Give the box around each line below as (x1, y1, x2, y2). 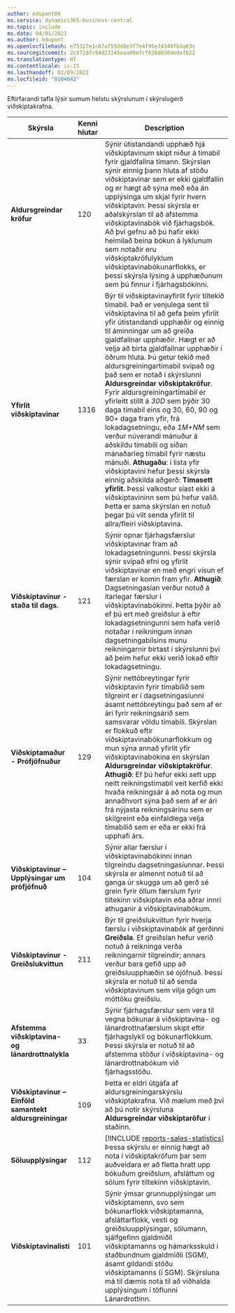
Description (144, 123, 185, 133)
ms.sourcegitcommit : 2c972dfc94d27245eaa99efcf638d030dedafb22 (7, 50, 196, 57)
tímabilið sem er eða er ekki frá (104, 822, 206, 832)
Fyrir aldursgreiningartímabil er (104, 387, 206, 397)
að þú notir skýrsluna (104, 1105, 174, 1115)
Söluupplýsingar (10, 1155, 68, 1165)
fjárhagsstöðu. (104, 1067, 152, 1077)
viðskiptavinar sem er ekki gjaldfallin (104, 175, 224, 184)
